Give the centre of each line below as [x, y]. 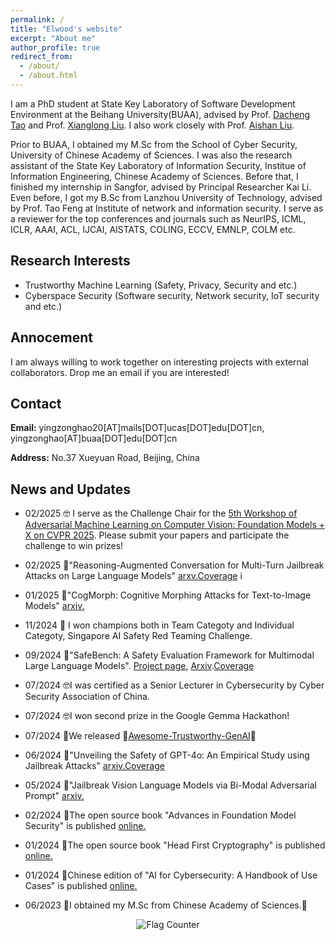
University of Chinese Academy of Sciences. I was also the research [151, 155]
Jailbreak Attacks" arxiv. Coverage [94, 766]
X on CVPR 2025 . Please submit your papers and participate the [157, 535]
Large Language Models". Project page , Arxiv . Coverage [139, 666]
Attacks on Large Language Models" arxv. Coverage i [133, 576]
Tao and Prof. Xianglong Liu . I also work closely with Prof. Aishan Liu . [152, 125]
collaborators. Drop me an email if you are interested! [120, 372]
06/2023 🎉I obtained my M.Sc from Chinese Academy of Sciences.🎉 [166, 905]
